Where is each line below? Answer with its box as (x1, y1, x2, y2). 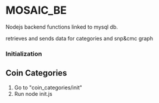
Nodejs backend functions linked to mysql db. (5, 23, 119, 30)
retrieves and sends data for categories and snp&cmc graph (5, 35, 153, 42)
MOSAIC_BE (5, 4, 67, 17)
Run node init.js (14, 90, 53, 97)
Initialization (5, 49, 42, 58)
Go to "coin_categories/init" (14, 84, 83, 91)
